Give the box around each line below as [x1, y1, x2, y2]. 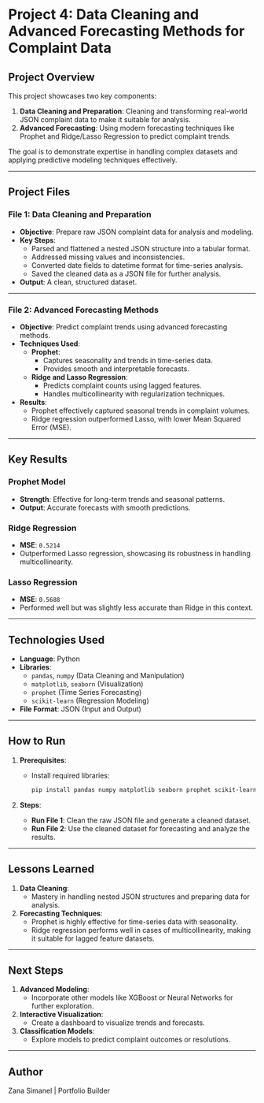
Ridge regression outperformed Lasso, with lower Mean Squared [31, 414, 241, 423]
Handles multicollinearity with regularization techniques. [42, 388, 225, 399]
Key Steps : [19, 235, 57, 245]
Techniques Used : [19, 339, 81, 348]
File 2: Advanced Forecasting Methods [8, 304, 159, 315]
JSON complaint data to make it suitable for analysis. [19, 115, 191, 124]
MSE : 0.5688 [19, 595, 60, 604]
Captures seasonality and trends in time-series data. [42, 355, 214, 365]
